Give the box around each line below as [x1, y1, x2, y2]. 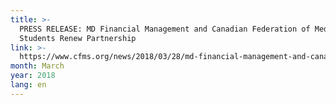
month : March [10, 61, 65, 71]
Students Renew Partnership [19, 33, 137, 43]
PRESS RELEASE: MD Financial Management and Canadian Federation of [19, 24, 311, 34]
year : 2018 [10, 71, 56, 81]
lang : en [10, 80, 47, 90]
